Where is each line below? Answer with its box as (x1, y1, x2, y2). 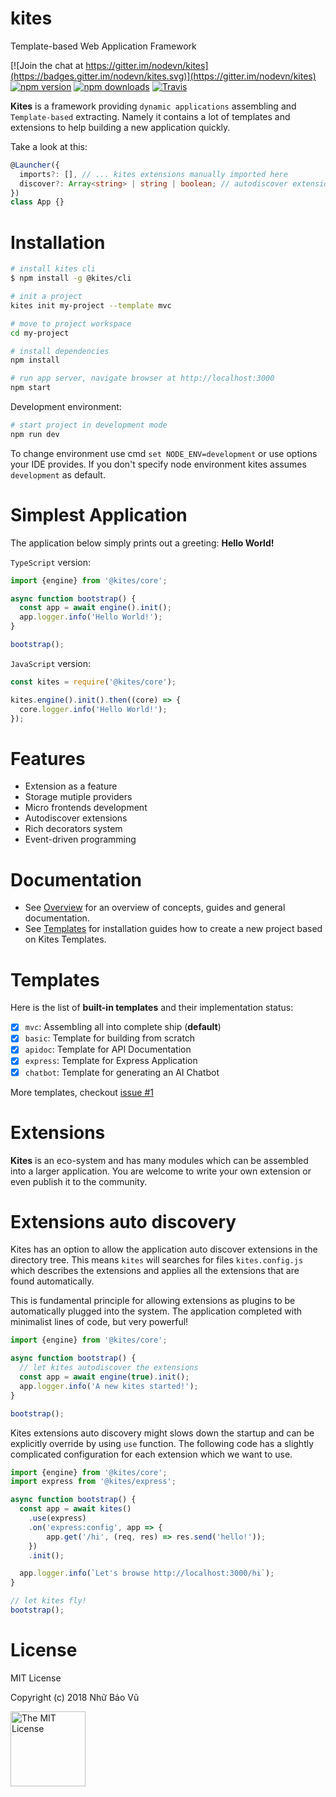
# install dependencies (10, 346, 110, 356)
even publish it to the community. (10, 1175, 148, 1187)
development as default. (10, 468, 106, 481)
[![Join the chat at (10, 59, 84, 71)
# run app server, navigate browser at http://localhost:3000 (10, 373, 275, 384)
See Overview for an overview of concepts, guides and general (24, 902, 286, 914)
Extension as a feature (24, 780, 118, 792)
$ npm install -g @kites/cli (10, 273, 132, 284)
